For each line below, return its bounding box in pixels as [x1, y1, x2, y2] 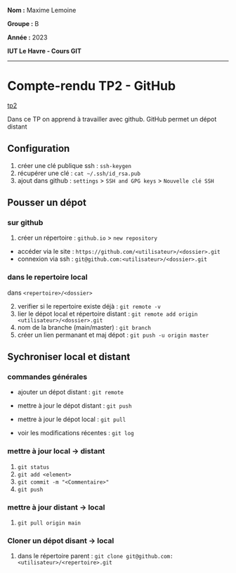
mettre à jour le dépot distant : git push [17, 401, 132, 410]
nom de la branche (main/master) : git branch [17, 323, 151, 331]
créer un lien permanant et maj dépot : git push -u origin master [17, 330, 209, 339]
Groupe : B [7, 20, 39, 27]
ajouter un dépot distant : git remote [17, 388, 124, 397]
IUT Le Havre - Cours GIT [7, 47, 82, 55]
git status [17, 463, 50, 470]
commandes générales [7, 372, 88, 382]
